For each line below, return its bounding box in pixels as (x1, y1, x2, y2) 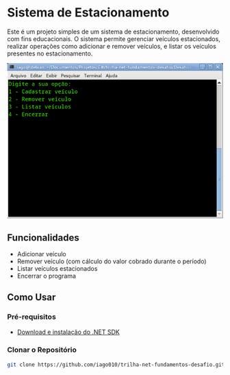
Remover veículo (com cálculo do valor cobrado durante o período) (16, 257, 207, 265)
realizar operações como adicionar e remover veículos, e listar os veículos (7, 42, 217, 50)
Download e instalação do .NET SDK (16, 328, 120, 336)
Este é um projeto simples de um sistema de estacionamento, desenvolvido (7, 27, 220, 36)
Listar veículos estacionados (16, 264, 98, 272)
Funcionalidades (7, 232, 80, 243)
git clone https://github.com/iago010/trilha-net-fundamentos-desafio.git (7, 361, 225, 368)
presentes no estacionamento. (7, 49, 93, 58)
